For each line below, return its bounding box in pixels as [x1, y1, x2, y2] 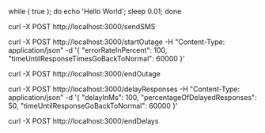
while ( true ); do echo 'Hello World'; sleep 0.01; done [8, 7, 182, 16]
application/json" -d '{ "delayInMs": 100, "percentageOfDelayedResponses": [8, 93, 257, 102]
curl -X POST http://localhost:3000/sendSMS [8, 22, 156, 31]
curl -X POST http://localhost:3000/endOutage [8, 69, 161, 78]
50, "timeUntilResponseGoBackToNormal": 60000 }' [8, 102, 178, 110]
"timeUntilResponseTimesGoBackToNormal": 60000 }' [8, 54, 185, 63]
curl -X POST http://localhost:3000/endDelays [8, 116, 159, 125]
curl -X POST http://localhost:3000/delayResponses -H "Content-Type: [8, 84, 240, 94]
